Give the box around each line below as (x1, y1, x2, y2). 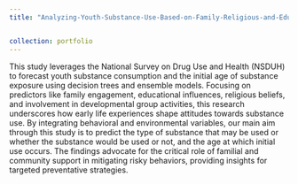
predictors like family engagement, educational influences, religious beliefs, (9, 89, 286, 100)
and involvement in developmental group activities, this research (9, 98, 246, 109)
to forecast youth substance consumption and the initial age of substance (9, 70, 278, 80)
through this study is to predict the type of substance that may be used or (9, 126, 279, 137)
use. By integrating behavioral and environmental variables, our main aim (9, 117, 276, 128)
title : (9, 12, 34, 22)
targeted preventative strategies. (9, 165, 129, 175)
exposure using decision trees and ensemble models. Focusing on (9, 80, 251, 90)
